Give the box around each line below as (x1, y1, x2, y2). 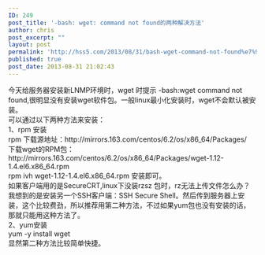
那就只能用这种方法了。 (8, 210, 84, 220)
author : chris (8, 26, 55, 34)
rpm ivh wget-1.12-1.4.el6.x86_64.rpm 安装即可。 (8, 171, 166, 180)
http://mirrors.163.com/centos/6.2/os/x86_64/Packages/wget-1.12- (8, 153, 225, 162)
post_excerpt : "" (8, 33, 65, 42)
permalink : (8, 48, 44, 56)
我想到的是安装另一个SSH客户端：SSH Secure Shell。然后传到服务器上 (8, 190, 238, 200)
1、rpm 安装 (8, 124, 47, 134)
